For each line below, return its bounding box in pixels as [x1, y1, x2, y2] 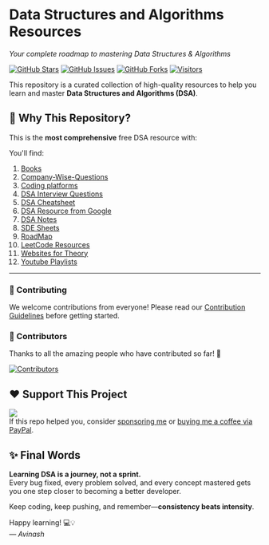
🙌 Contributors [9, 330, 68, 342]
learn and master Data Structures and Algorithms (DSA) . [9, 88, 198, 97]
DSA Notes [20, 214, 57, 224]
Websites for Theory [20, 248, 89, 258]
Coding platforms [20, 180, 78, 190]
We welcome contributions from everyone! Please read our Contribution [9, 302, 246, 312]
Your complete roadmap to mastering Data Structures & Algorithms [9, 49, 231, 58]
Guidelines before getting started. [9, 311, 121, 321]
